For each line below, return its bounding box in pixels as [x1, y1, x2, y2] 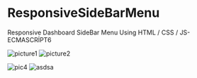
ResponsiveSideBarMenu [7, 5, 160, 21]
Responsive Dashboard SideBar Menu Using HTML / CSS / [7, 28, 179, 37]
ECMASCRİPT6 [7, 35, 52, 44]
